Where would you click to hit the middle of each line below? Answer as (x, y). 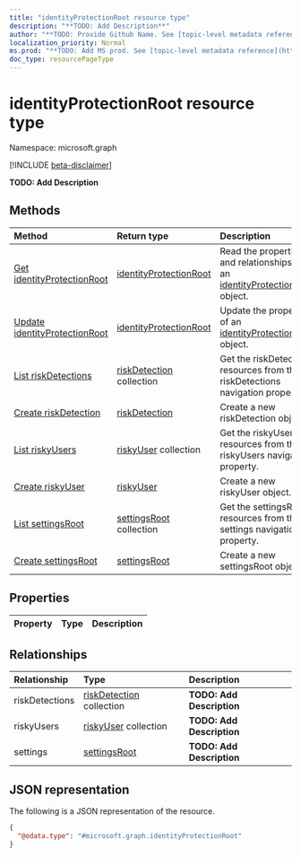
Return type (142, 236)
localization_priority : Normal (68, 43)
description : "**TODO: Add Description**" (90, 26)
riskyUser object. (255, 492)
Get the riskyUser (256, 433)
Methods (35, 210)
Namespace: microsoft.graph (63, 147)
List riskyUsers (45, 450)
